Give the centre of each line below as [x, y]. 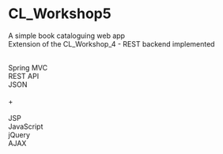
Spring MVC [28, 67]
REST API [24, 76]
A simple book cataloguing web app [66, 36]
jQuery [19, 134]
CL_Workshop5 [60, 14]
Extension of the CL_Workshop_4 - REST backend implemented [111, 43]
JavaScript [26, 126]
